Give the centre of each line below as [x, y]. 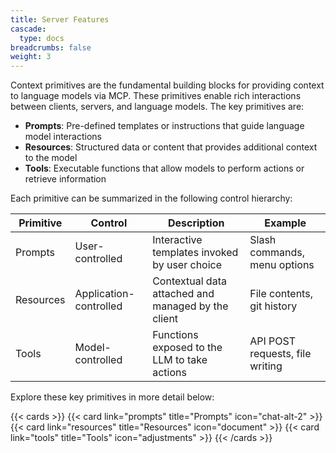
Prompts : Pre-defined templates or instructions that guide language [164, 126]
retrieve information [65, 179]
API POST [273, 341]
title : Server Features [60, 19]
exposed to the [187, 348]
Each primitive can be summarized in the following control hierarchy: [151, 198]
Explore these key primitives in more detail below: [112, 397]
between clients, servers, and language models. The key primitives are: [157, 107]
